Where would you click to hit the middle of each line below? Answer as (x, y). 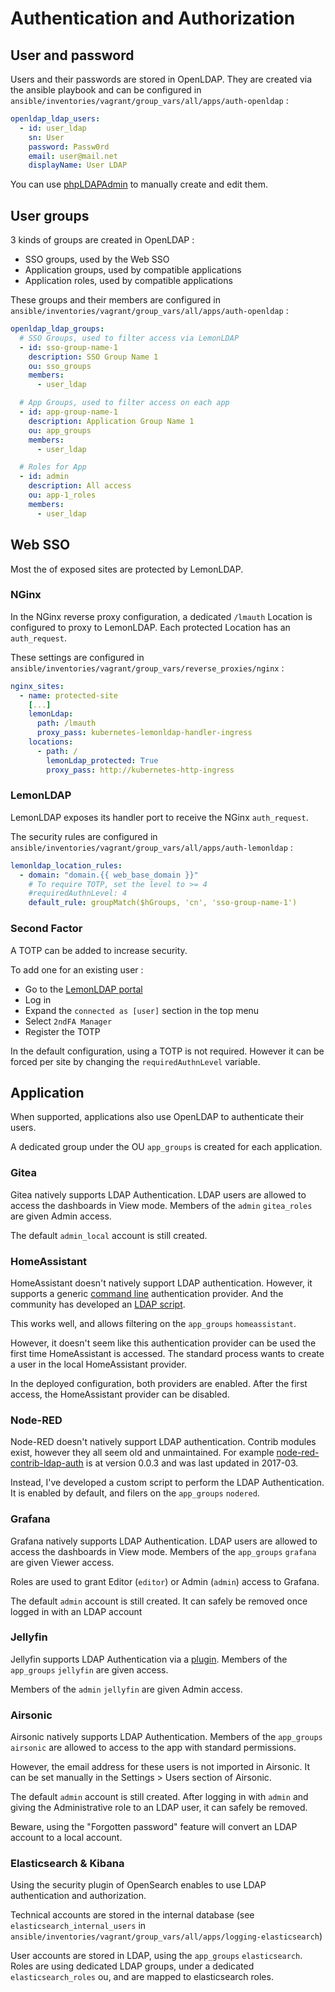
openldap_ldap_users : (55, 119)
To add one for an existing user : (77, 969)
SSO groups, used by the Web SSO (97, 259)
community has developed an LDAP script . (98, 1304)
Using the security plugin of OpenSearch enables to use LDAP (138, 1885)
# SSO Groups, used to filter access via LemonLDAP (129, 338)
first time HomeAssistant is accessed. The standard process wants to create (167, 1353)
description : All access (80, 486)
